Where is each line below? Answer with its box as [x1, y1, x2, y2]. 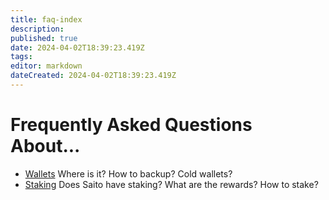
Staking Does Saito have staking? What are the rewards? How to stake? [24, 178, 319, 190]
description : [10, 24, 65, 34]
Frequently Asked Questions [10, 114, 253, 136]
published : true [10, 33, 78, 43]
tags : [10, 52, 33, 62]
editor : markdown [10, 61, 83, 71]
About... [10, 135, 81, 158]
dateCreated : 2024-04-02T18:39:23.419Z [10, 71, 177, 81]
